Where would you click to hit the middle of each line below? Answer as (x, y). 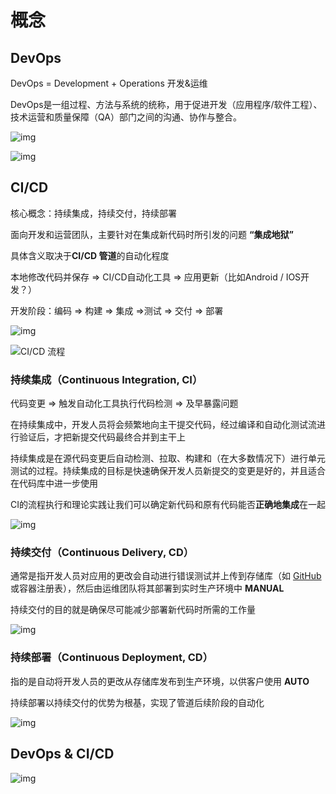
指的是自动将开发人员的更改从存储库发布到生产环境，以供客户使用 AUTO (160, 681)
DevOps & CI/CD (62, 754)
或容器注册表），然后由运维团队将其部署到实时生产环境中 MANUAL (147, 588)
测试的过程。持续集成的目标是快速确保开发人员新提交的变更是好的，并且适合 (168, 471)
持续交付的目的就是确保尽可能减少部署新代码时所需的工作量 (133, 610)
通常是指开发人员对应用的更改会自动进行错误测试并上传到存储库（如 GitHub (166, 576)
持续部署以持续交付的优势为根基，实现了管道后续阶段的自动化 (137, 702)
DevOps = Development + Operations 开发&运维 (109, 83)
